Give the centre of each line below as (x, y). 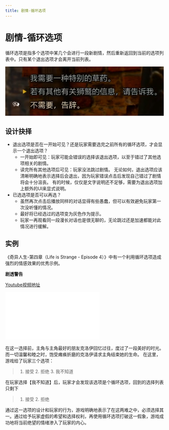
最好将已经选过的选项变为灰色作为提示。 (62, 213)
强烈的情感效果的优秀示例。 (34, 263)
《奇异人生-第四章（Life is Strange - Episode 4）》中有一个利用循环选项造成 (83, 257)
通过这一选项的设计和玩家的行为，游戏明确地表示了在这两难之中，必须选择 (82, 410)
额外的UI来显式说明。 (47, 188)
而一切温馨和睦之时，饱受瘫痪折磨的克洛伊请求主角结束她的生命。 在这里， (83, 354)
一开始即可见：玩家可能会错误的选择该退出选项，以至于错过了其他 (88, 157)
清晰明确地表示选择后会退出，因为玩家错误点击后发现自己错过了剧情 (91, 176)
